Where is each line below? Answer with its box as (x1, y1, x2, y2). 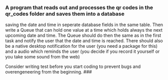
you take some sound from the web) (5, 54, 80, 60)
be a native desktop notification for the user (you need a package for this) (5, 43, 158, 49)
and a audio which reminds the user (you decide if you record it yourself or (5, 48, 160, 54)
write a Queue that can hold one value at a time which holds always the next (5, 27, 163, 33)
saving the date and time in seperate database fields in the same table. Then (5, 22, 163, 28)
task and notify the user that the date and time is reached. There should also (5, 38, 163, 44)
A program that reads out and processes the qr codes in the (5, 4, 153, 11)
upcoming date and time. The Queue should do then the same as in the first (5, 32, 161, 39)
